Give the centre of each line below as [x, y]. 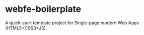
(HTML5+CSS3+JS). [26, 28]
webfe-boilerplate [43, 9]
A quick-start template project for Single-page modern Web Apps [72, 23]
